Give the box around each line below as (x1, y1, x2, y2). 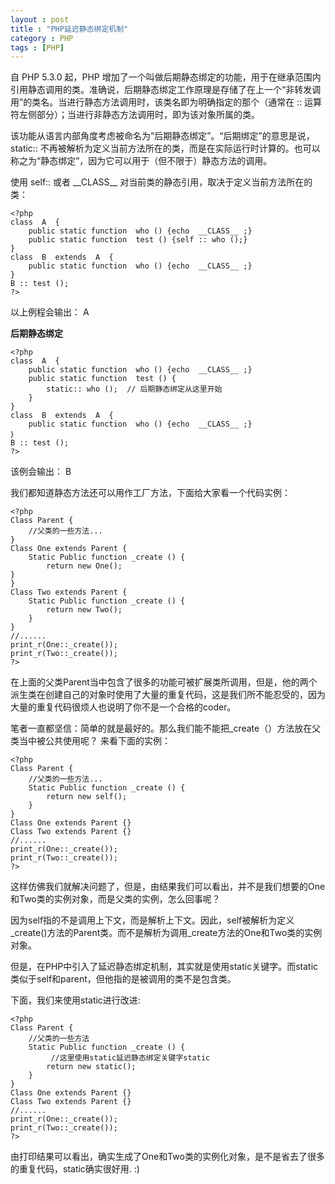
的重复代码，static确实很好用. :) (10, 1163, 140, 1175)
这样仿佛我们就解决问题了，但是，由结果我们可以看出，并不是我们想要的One (10, 881, 326, 893)
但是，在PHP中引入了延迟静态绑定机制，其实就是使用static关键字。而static (10, 961, 319, 973)
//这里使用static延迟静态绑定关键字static (50, 1053, 211, 1063)
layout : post (10, 14, 70, 25)
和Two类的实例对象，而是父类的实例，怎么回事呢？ (10, 893, 221, 905)
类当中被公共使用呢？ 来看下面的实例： (10, 735, 171, 747)
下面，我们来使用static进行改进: (10, 994, 141, 1006)
